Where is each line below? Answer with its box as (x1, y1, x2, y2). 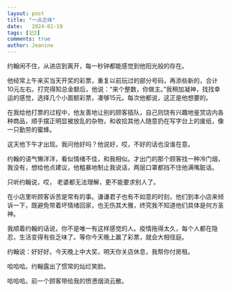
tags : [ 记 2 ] (7, 29, 41, 36)
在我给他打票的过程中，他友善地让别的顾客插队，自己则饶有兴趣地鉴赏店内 (7, 108, 218, 116)
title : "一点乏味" (7, 17, 56, 23)
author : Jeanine (7, 42, 54, 49)
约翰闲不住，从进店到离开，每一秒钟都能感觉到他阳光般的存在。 (7, 62, 188, 69)
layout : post (7, 10, 45, 17)
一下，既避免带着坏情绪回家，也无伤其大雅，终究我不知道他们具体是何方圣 (12, 201, 224, 209)
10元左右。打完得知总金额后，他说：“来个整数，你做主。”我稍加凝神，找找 (7, 85, 214, 93)
